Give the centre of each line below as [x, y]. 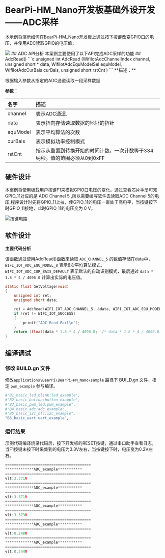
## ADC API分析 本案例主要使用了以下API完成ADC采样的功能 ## [76, 53]
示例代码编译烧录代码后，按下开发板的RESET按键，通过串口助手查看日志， [81, 443]
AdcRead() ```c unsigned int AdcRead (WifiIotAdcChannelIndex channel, [78, 59]
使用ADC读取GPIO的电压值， [47, 43]
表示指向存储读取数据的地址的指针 [75, 123]
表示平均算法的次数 [58, 132]
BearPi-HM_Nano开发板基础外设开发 [80, 10]
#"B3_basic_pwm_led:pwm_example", [41, 404]
